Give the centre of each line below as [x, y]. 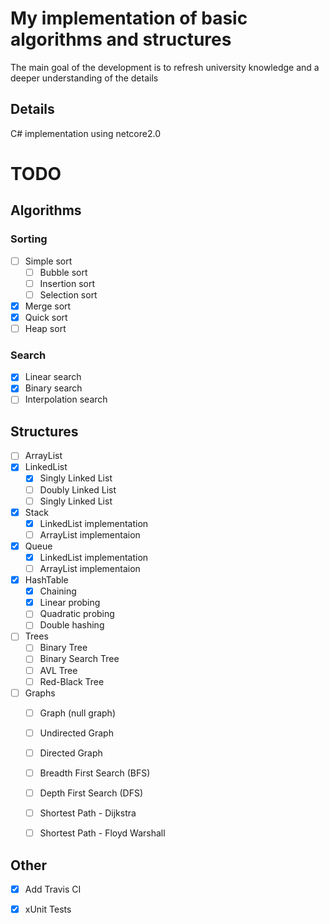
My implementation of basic [129, 18]
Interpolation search [66, 399]
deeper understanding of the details [84, 78]
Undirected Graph [76, 733]
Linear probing [70, 603]
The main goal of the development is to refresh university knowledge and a [165, 67]
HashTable [46, 580]
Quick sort [46, 317]
